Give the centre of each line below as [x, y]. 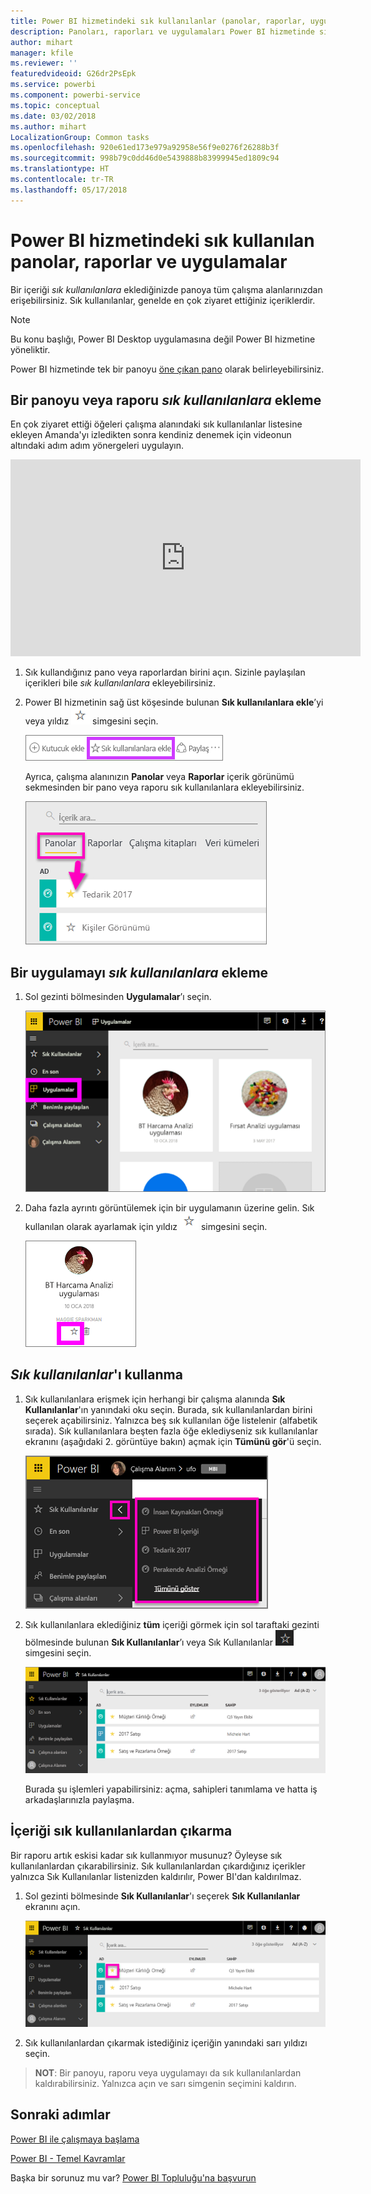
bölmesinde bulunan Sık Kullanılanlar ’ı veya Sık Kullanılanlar [148, 1642]
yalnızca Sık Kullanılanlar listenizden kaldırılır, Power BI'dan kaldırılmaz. [156, 1876]
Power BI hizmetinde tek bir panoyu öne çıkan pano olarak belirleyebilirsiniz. [167, 369]
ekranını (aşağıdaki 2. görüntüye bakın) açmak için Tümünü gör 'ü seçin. [173, 1441]
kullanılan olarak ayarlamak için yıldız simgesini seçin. [146, 1227]
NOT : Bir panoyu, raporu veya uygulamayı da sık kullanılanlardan [168, 2072]
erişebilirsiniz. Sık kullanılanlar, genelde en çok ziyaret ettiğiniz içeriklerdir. [163, 300]
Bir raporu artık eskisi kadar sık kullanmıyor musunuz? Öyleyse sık [146, 1855]
